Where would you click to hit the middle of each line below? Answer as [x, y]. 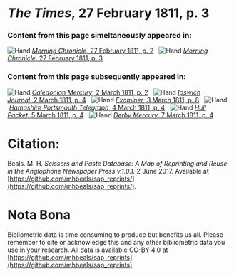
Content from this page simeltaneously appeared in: [100, 36]
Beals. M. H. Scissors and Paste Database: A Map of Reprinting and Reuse [117, 163]
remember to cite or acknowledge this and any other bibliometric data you [116, 242]
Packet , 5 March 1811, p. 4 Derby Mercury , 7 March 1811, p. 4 [111, 115]
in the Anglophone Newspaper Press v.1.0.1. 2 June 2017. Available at [108, 171]
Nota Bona [39, 214]
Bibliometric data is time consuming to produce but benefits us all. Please [115, 234]
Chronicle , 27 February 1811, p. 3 [55, 58]
